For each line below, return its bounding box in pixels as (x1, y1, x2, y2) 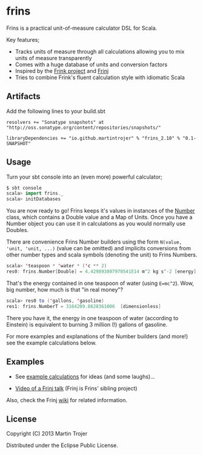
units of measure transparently (15, 54, 92, 61)
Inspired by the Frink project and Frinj (15, 67, 109, 74)
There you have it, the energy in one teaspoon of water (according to (6, 314, 179, 321)
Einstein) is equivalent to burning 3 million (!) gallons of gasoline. (6, 321, 168, 328)
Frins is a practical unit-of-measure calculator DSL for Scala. (6, 24, 158, 32)
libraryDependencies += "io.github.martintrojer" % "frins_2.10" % (6, 135, 181, 141)
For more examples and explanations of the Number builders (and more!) (6, 332, 188, 340)
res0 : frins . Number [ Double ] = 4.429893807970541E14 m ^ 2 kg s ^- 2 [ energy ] (6, 269, 197, 275)
